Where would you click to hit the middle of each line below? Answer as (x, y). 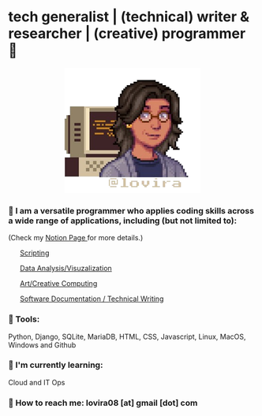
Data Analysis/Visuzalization (65, 269)
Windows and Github (42, 345)
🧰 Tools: (24, 319)
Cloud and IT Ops (37, 382)
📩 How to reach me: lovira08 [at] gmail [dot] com (103, 403)
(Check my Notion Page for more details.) (76, 238)
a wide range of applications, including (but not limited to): (123, 221)
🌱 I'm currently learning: (56, 365)
